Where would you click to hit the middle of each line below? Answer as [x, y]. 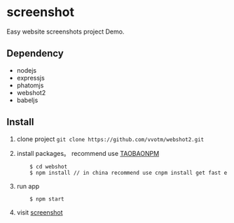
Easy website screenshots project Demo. [66, 31]
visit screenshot [40, 213]
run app [28, 187]
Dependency [35, 53]
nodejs [26, 70]
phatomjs [30, 85]
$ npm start [47, 199]
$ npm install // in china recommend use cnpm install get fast [125, 173]
